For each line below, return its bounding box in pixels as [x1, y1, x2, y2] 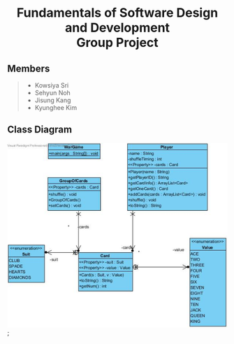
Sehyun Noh [34, 89, 71, 97]
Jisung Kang [34, 96, 71, 104]
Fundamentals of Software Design [16, 5, 219, 21]
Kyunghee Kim [34, 104, 78, 111]
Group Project [76, 35, 159, 50]
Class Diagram [7, 124, 72, 136]
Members [7, 62, 50, 74]
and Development [65, 20, 170, 36]
